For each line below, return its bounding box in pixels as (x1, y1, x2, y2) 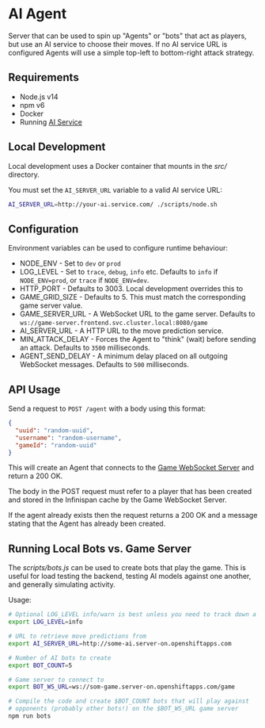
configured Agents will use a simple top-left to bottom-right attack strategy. (8, 48, 255, 57)
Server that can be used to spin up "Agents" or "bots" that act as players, (8, 31, 247, 40)
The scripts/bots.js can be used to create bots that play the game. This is (8, 563, 247, 573)
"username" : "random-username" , (15, 434, 123, 442)
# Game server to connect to (8, 676, 104, 684)
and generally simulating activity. (8, 580, 116, 589)
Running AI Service (19, 117, 83, 127)
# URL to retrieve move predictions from (8, 632, 147, 640)
